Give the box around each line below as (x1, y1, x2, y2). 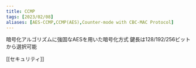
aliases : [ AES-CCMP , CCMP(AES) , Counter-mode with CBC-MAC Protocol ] (6, 19, 174, 25)
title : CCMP (6, 8, 35, 15)
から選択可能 (6, 43, 37, 50)
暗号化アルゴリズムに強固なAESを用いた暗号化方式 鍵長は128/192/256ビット (6, 36, 191, 43)
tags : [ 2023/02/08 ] (6, 14, 54, 20)
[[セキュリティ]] (6, 56, 44, 63)
